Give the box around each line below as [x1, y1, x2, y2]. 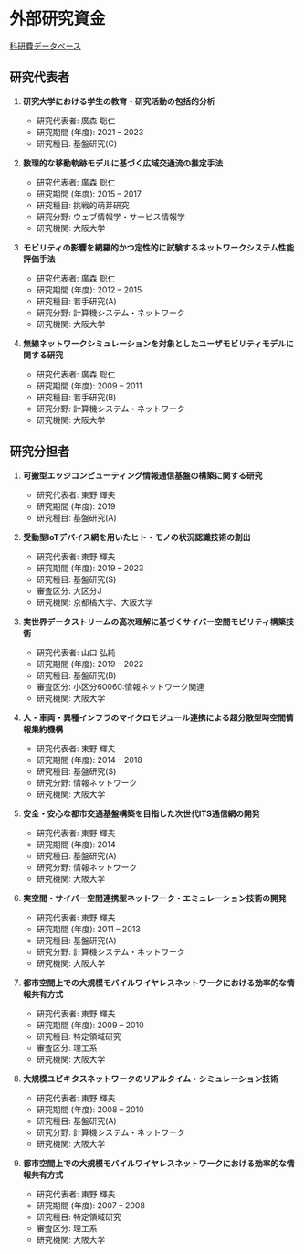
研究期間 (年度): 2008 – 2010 [36, 1103, 144, 1115]
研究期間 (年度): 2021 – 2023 [36, 126, 144, 137]
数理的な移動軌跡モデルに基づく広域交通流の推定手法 [22, 157, 224, 168]
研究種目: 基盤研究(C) [36, 138, 118, 149]
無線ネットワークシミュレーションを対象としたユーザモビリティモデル [22, 337, 287, 348]
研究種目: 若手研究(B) [36, 391, 117, 402]
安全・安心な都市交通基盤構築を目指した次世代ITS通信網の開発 [22, 808, 260, 819]
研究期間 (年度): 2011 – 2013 [36, 923, 142, 934]
